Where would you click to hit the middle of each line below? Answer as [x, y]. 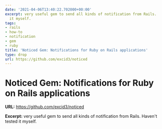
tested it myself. [21, 121]
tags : [10, 23]
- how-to [14, 32]
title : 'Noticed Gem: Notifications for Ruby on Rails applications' [77, 50]
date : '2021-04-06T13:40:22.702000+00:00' [48, 9]
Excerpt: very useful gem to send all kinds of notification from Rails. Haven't [81, 116]
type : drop [16, 55]
